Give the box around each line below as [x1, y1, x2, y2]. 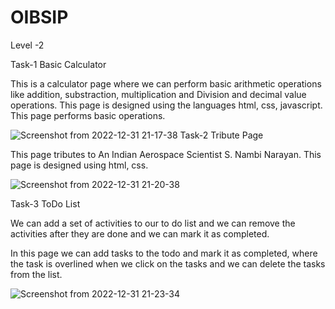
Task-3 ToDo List [10, 197, 81, 210]
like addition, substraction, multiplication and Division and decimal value [10, 88, 307, 100]
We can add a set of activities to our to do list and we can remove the [10, 217, 296, 229]
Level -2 [10, 39, 45, 51]
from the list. [10, 268, 63, 280]
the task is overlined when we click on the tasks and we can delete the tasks [10, 257, 326, 270]
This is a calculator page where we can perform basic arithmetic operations [10, 77, 322, 90]
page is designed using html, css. [10, 159, 149, 171]
